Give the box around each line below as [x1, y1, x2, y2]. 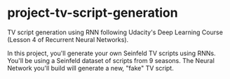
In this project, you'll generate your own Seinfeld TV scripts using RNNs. [7, 49, 216, 57]
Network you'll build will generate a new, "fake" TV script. [7, 64, 174, 72]
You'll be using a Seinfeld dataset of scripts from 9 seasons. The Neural [7, 56, 215, 64]
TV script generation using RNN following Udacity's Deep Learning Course [7, 28, 223, 36]
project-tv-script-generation [7, 5, 178, 21]
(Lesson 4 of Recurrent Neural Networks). [7, 35, 129, 43]
